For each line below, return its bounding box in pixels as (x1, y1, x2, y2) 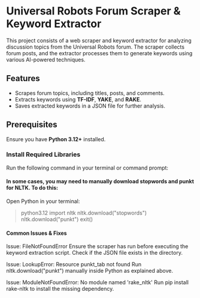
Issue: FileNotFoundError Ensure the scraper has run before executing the (6, 243, 189, 250)
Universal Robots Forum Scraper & (6, 4, 181, 18)
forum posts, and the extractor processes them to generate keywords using (6, 49, 193, 56)
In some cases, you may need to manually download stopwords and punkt (6, 178, 195, 185)
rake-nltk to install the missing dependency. (6, 285, 114, 293)
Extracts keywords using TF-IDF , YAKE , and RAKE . (14, 96, 142, 103)
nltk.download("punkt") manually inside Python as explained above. (6, 267, 174, 275)
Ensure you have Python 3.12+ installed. (6, 135, 106, 142)
